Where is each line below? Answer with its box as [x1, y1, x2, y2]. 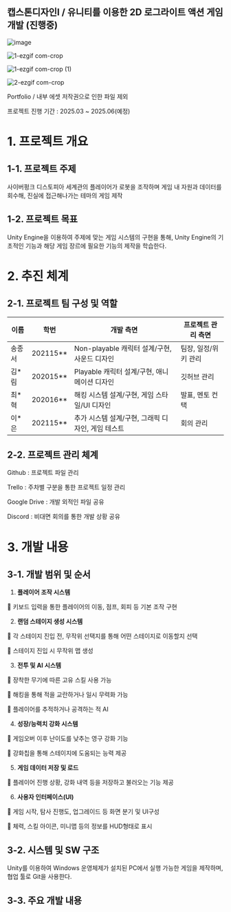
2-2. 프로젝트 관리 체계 [7, 449, 98, 461]
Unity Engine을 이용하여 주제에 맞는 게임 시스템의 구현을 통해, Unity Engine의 [7, 233, 217, 241]
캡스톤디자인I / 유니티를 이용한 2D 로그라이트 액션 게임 [7, 6, 223, 19]
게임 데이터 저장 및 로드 [16, 763, 79, 772]
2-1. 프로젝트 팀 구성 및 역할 [7, 298, 118, 310]
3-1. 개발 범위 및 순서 [7, 569, 91, 580]
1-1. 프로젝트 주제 [7, 163, 77, 175]
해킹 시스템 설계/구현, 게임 [74, 390, 154, 399]
